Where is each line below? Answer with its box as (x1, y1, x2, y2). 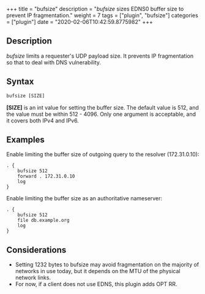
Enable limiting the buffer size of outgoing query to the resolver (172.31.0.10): (6, 151, 199, 158)
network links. (15, 274, 51, 281)
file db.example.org (17, 217, 70, 224)
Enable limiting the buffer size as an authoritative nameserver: (6, 195, 163, 202)
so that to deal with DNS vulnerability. (6, 58, 101, 66)
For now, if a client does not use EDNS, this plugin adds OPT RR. (15, 281, 177, 288)
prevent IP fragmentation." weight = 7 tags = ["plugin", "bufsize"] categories (6, 12, 199, 19)
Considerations (6, 244, 67, 255)
